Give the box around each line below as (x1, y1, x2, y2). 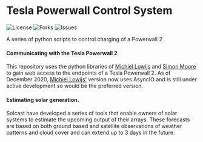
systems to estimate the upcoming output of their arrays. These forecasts (6, 116, 190, 123)
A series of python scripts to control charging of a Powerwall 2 (6, 35, 162, 42)
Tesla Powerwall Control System (6, 4, 173, 18)
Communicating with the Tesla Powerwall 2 (6, 49, 118, 56)
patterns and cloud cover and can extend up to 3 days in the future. (6, 129, 175, 137)
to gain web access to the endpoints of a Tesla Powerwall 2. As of (6, 69, 171, 76)
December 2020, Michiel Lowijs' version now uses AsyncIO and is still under (6, 76, 197, 83)
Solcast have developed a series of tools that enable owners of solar (6, 110, 178, 117)
